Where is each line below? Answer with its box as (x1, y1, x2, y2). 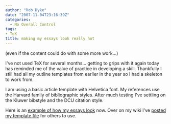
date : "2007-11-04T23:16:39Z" (5, 12, 70, 17)
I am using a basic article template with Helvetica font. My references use (5, 86, 160, 92)
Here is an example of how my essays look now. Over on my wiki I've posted (5, 107, 166, 113)
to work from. (5, 76, 34, 82)
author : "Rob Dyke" (5, 7, 47, 13)
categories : (5, 17, 31, 22)
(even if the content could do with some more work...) (5, 50, 118, 56)
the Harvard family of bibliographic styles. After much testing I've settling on (5, 92, 166, 98)
